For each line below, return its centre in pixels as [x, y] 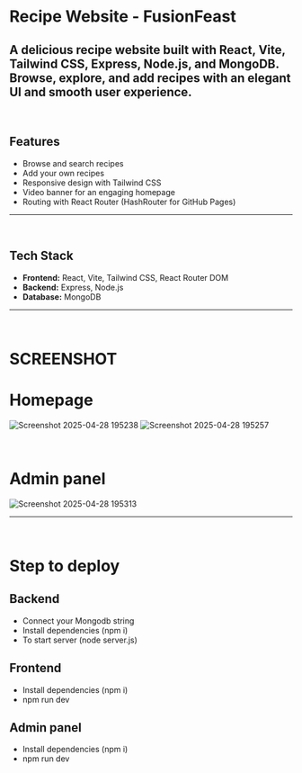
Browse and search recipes [73, 163]
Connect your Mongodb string [78, 620]
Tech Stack [41, 256]
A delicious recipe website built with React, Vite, [147, 50]
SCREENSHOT [63, 359]
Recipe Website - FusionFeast [123, 17]
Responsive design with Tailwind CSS [92, 183]
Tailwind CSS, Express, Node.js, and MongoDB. [145, 63]
